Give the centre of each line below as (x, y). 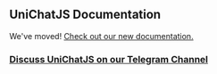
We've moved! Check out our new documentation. (101, 36)
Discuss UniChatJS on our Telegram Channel (108, 59)
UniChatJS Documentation (85, 15)
